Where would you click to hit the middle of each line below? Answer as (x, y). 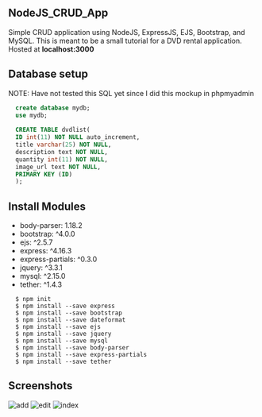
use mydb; (31, 115)
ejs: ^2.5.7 (36, 242)
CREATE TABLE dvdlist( (53, 130)
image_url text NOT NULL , (58, 167)
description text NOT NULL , (62, 152)
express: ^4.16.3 (46, 251)
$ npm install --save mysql (62, 341)
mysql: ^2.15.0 (42, 276)
